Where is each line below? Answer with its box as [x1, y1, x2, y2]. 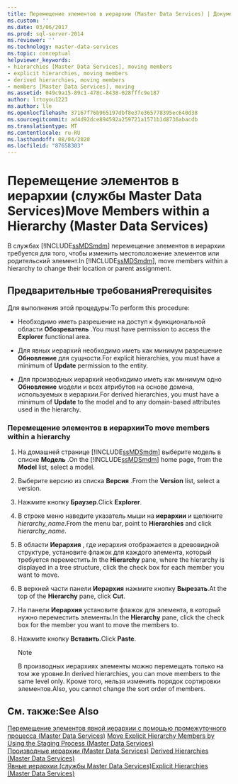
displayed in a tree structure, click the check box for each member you [17, 563, 225, 572]
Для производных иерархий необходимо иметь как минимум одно [17, 375, 222, 383]
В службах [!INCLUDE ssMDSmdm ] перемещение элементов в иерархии [7, 242, 225, 250]
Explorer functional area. [17, 332, 91, 341]
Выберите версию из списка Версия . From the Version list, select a [17, 477, 220, 485]
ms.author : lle [7, 103, 52, 110]
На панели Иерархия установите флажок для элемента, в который [17, 606, 221, 614]
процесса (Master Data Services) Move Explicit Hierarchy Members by [7, 731, 215, 740]
